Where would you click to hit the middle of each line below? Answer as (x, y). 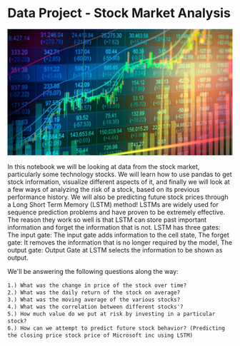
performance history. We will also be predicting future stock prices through (118, 197)
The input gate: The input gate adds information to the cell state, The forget (119, 235)
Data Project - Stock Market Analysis (119, 13)
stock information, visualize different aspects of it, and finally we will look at (119, 182)
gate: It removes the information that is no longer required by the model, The (120, 243)
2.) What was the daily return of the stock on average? (94, 293)
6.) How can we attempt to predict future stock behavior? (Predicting (116, 329)
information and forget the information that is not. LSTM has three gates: (114, 228)
